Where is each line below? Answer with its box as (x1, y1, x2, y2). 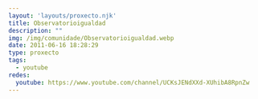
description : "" (8, 26, 63, 34)
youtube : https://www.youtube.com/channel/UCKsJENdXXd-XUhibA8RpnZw (15, 78, 250, 86)
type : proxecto (8, 49, 59, 57)
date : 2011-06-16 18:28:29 (8, 42, 99, 49)
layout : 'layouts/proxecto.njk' (8, 11, 117, 20)
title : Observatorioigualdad (8, 19, 106, 27)
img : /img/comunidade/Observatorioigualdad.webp (8, 34, 174, 42)
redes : (8, 71, 31, 79)
